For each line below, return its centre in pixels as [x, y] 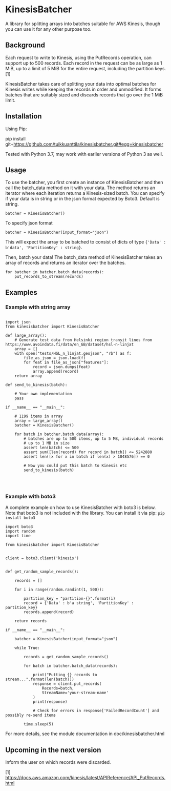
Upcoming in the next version [53, 750]
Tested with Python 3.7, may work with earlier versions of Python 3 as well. [84, 154]
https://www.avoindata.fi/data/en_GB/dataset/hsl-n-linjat [70, 344]
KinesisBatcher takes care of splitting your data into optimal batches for [81, 84]
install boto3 [20, 518]
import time [18, 536]
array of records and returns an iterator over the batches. [66, 263]
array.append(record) [56, 372]
